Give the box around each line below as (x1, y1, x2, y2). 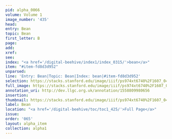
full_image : (5, 83, 31, 88)
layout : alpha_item (5, 121, 47, 126)
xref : (5, 50, 17, 55)
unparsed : (5, 69, 27, 74)
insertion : (5, 93, 29, 98)
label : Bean (5, 102, 31, 107)
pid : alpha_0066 (5, 7, 40, 13)
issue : (5, 112, 19, 117)
